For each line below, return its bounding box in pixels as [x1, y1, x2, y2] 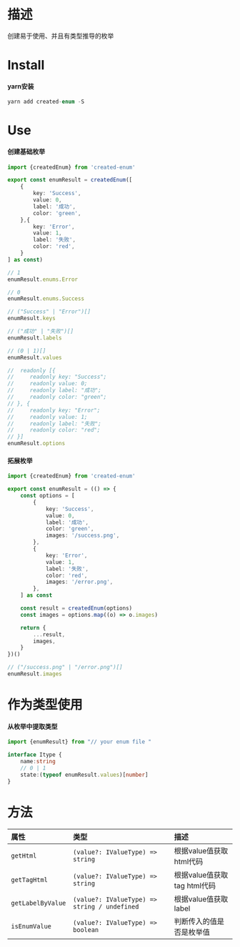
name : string [20, 758, 56, 765]
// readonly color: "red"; [7, 427, 101, 434]
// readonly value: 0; [7, 380, 88, 387]
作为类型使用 [7, 697, 84, 713]
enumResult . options [7, 440, 66, 447]
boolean [72, 926, 99, 933]
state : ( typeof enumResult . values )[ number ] [20, 771, 149, 778]
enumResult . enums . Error [7, 276, 79, 283]
